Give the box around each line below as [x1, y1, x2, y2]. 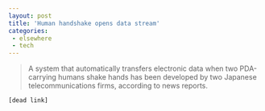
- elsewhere [11, 34, 52, 43]
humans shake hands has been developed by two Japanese [57, 72, 258, 82]
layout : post [8, 11, 52, 20]
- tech [11, 42, 35, 50]
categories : [8, 27, 48, 35]
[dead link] [8, 97, 48, 105]
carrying [27, 72, 56, 82]
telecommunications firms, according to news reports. [27, 81, 208, 91]
